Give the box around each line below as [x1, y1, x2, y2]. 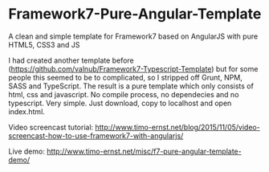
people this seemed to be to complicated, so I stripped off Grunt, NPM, [8, 72, 243, 82]
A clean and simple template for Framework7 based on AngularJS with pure [8, 31, 259, 41]
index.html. [8, 106, 46, 117]
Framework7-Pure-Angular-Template [8, 5, 262, 23]
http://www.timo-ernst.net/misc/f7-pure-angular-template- [47, 146, 243, 156]
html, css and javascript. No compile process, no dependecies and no [8, 89, 239, 99]
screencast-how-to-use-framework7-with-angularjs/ [8, 130, 184, 141]
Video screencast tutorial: [8, 122, 94, 132]
